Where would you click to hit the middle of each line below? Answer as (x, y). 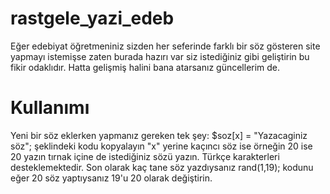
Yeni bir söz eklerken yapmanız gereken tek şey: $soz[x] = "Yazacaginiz (159, 135)
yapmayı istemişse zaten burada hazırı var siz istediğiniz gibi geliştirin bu (160, 56)
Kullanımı (50, 108)
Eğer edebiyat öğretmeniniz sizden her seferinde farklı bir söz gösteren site (165, 46)
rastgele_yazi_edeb (92, 18)
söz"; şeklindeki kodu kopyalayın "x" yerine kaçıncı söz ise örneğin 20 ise (161, 146)
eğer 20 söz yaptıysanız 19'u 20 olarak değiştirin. (111, 178)
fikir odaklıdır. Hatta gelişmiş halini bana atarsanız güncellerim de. (145, 67)
